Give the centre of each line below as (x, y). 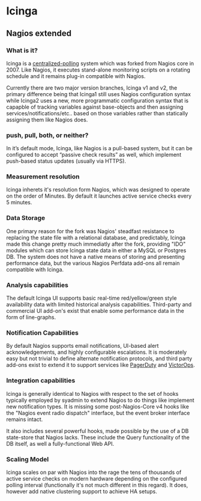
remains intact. (25, 419)
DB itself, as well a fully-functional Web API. (60, 443)
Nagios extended (39, 33)
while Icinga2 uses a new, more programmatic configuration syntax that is (97, 100)
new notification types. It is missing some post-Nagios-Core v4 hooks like (97, 406)
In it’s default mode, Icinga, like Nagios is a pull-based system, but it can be (100, 148)
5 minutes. (19, 202)
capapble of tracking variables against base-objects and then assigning (95, 107)
